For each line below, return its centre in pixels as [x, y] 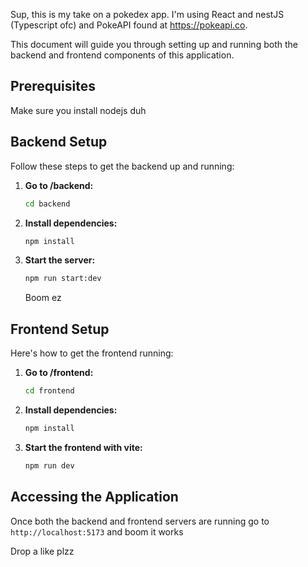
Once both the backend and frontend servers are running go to [140, 521]
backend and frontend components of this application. [122, 55]
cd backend [47, 204]
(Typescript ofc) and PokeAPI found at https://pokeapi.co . [129, 25]
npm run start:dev [63, 279]
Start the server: [60, 260]
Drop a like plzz [42, 551]
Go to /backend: [59, 185]
